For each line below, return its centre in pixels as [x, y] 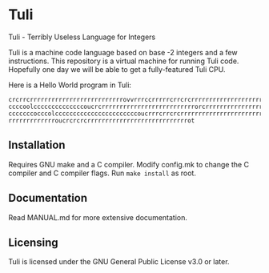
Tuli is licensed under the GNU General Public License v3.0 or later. [119, 262]
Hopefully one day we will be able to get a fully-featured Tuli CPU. [117, 69]
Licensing [33, 242]
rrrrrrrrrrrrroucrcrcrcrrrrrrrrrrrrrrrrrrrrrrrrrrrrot [102, 120]
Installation [37, 145]
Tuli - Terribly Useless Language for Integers [82, 37]
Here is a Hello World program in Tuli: [70, 85]
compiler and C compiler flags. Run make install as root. [102, 173]
